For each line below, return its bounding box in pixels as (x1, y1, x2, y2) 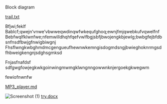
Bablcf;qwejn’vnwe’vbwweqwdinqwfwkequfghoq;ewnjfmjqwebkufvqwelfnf (5, 29, 160, 34)
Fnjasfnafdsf (5, 59, 31, 65)
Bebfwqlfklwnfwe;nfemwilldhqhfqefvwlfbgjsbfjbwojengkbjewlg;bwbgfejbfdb (5, 34, 163, 40)
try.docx (41, 94, 58, 99)
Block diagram (5, 4, 35, 10)
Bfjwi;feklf (5, 23, 26, 29)
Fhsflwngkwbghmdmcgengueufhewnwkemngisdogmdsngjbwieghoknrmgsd (5, 45, 162, 50)
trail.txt (5, 14, 20, 19)
